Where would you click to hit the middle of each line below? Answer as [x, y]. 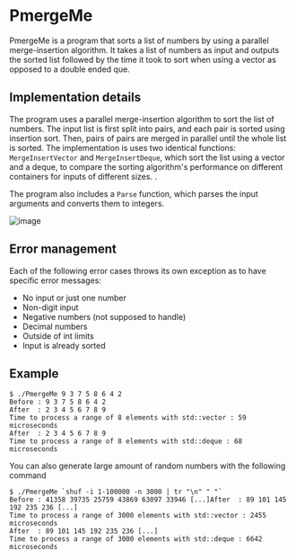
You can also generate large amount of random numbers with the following [148, 466]
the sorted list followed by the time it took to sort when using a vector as [143, 59]
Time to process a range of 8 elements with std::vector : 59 [128, 418]
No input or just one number [74, 297]
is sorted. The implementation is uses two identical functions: [122, 147]
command [28, 475]
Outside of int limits [58, 336]
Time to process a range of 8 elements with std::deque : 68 [126, 441]
